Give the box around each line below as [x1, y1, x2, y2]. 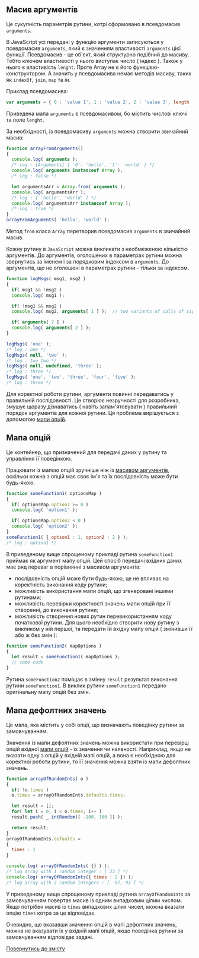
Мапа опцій [6, 433, 52, 443]
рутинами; [14, 594, 41, 601]
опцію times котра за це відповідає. [6, 909, 97, 916]
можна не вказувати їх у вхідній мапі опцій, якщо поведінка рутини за [6, 927, 184, 934]
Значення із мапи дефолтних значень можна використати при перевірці [6, 739, 190, 746]
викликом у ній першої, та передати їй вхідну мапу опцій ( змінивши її [14, 625, 192, 632]
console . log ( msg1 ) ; [11, 292, 65, 299]
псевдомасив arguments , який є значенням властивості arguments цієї [6, 45, 181, 52]
